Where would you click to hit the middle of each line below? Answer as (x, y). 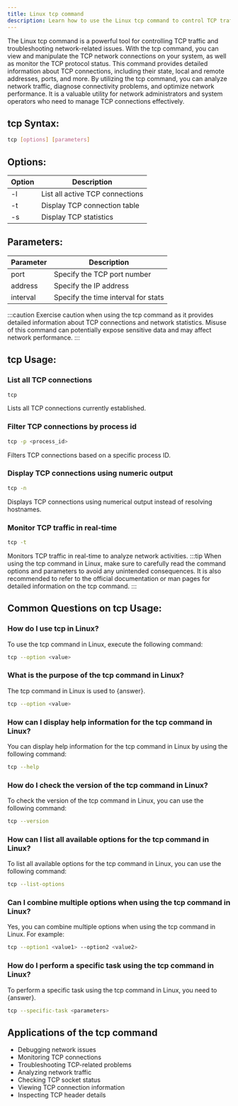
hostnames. (24, 509)
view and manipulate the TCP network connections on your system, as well (117, 56)
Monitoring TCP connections (59, 1057)
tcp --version (28, 821)
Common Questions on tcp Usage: (85, 608)
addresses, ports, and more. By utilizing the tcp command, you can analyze (118, 78)
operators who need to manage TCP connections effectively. (96, 101)
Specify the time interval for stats (109, 297)
